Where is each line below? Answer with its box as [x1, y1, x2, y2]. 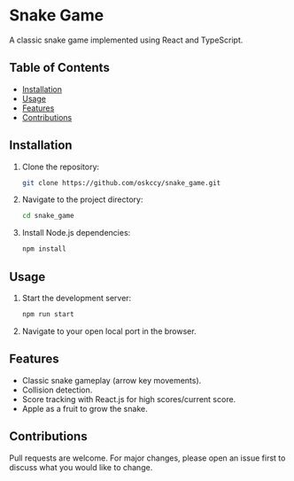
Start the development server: [21, 293, 132, 303]
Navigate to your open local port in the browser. [21, 325, 197, 337]
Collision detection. [21, 384, 93, 395]
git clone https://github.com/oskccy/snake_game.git [21, 178, 221, 187]
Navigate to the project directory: [21, 194, 143, 205]
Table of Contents [9, 60, 111, 75]
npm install [21, 244, 66, 253]
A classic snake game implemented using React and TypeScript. [9, 35, 244, 45]
